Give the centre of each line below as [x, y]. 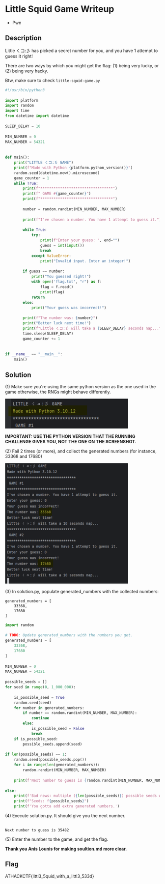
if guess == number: [44, 271]
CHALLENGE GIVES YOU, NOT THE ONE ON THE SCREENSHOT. [71, 442]
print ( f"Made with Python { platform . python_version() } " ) [73, 168]
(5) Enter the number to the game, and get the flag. [57, 839]
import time [17, 111]
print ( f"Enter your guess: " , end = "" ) [80, 240]
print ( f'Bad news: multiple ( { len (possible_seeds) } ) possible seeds [85, 796]
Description [23, 38]
